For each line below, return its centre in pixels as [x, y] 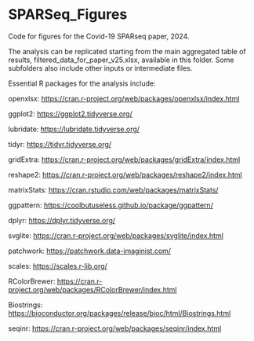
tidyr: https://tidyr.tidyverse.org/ [60, 144]
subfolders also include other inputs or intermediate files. [100, 68]
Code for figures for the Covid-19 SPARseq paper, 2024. [99, 36]
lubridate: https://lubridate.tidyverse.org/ [74, 129]
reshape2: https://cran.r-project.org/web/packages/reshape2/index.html [125, 174]
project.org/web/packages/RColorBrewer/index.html [93, 289]
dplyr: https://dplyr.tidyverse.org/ [62, 220]
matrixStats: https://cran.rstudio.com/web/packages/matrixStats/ [113, 189]
